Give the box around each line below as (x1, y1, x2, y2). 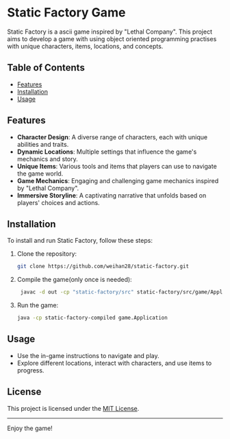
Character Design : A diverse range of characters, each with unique (16, 132, 207, 141)
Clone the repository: (16, 250, 77, 258)
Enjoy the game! (7, 424, 53, 432)
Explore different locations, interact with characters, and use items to (16, 359, 212, 367)
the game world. (16, 169, 64, 178)
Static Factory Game (7, 5, 126, 21)
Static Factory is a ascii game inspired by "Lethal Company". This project (7, 27, 212, 36)
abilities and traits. (16, 140, 69, 148)
